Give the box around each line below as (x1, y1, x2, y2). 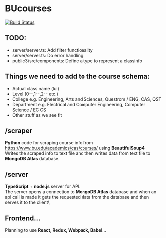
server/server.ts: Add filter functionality (12, 47, 93, 53)
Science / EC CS (12, 107, 46, 113)
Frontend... (5, 214, 41, 222)
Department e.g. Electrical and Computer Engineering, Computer (12, 101, 146, 107)
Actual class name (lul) (12, 85, 60, 91)
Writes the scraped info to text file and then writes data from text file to (5, 150, 151, 156)
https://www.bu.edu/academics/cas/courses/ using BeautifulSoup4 (5, 145, 145, 151)
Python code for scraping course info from (5, 140, 93, 146)
